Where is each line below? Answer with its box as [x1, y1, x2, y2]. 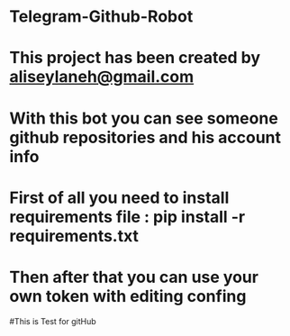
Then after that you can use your [9, 267, 259, 287]
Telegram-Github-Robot [9, 6, 194, 27]
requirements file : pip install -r [9, 206, 246, 227]
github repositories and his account [9, 127, 282, 148]
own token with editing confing [9, 286, 247, 306]
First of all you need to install [9, 187, 230, 208]
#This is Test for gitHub [9, 315, 96, 326]
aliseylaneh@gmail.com [9, 67, 195, 87]
